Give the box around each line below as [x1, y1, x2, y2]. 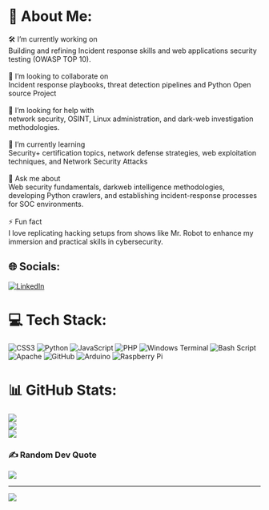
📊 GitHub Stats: [8, 381, 118, 399]
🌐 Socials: [8, 260, 61, 273]
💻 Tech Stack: [8, 310, 107, 329]
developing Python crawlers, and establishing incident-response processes [8, 190, 258, 200]
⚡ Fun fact [8, 217, 42, 226]
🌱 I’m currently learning [8, 140, 86, 149]
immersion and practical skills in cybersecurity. [8, 237, 163, 246]
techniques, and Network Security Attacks [8, 156, 148, 166]
